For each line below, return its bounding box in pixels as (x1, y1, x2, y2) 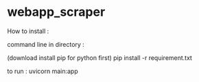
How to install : (7, 27, 49, 35)
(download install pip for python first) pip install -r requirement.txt (7, 53, 192, 62)
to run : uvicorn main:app (7, 67, 78, 75)
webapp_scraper (7, 4, 106, 20)
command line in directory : (7, 40, 84, 48)
